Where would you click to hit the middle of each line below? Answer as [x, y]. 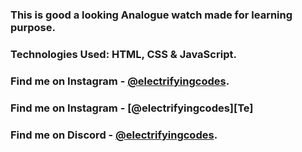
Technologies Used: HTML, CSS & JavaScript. [123, 54]
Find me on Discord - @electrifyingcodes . [114, 135]
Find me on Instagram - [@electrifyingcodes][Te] [132, 108]
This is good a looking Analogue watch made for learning [151, 15]
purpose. [33, 27]
